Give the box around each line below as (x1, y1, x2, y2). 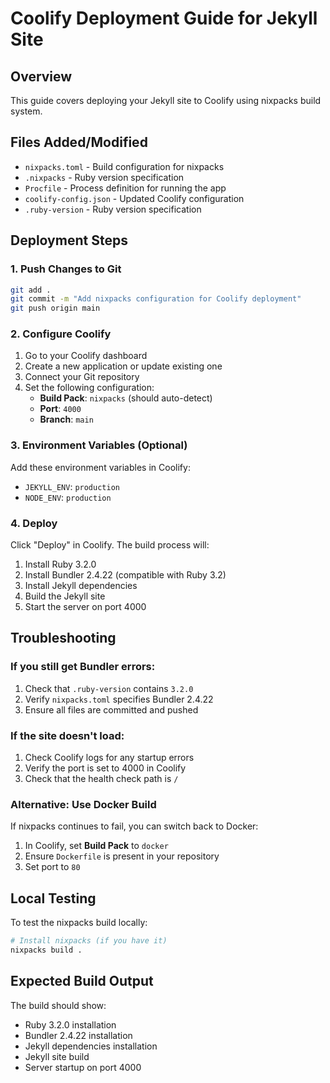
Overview (10, 68, 73, 85)
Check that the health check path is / (24, 773, 179, 784)
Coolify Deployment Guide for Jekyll (10, 7, 318, 30)
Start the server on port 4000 (24, 601, 147, 613)
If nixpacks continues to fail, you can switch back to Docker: (10, 820, 259, 832)
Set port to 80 (24, 861, 81, 873)
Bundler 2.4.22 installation (24, 1029, 133, 1041)
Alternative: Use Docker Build (10, 797, 157, 811)
